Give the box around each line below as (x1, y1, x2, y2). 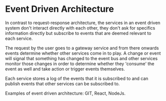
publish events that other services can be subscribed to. (5, 80, 120, 87)
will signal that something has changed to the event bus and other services (5, 55, 158, 61)
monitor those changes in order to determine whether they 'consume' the (5, 61, 155, 67)
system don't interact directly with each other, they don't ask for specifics (5, 25, 156, 31)
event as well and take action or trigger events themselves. (5, 66, 125, 72)
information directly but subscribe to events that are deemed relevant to (5, 30, 152, 36)
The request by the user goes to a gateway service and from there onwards (5, 45, 159, 51)
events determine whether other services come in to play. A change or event (5, 50, 161, 56)
